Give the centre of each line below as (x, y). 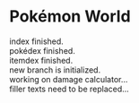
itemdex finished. (41, 60)
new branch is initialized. (55, 70)
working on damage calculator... (69, 79)
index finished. (37, 41)
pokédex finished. (43, 50)
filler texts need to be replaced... (69, 89)
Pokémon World (70, 17)
